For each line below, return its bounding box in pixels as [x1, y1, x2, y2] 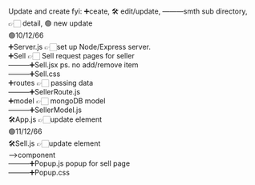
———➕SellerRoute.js [8, 87, 81, 96]
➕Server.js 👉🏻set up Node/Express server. [8, 42, 151, 51]
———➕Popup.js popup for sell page [8, 159, 131, 168]
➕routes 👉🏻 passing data [8, 78, 94, 87]
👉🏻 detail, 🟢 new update [8, 18, 93, 28]
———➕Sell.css [8, 69, 61, 78]
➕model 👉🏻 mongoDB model [8, 96, 106, 106]
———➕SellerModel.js [8, 105, 83, 115]
